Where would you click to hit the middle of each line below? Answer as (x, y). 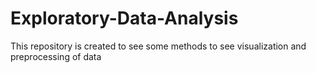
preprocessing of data (56, 56)
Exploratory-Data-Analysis (124, 18)
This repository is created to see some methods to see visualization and (158, 46)
